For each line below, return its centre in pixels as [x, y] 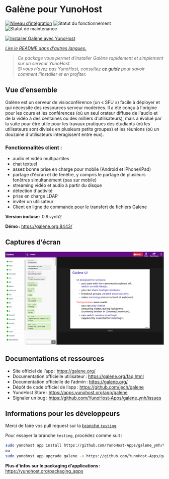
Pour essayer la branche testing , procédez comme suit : [64, 436]
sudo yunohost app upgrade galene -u [45, 456]
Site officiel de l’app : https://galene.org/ [54, 371]
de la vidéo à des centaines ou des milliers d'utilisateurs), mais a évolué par [83, 118]
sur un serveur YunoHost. [44, 63]
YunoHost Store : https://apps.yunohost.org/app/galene [70, 392]
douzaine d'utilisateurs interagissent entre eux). [55, 134]
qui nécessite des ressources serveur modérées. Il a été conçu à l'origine [81, 108]
